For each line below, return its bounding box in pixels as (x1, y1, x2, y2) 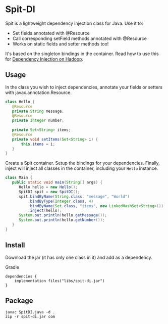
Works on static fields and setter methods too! (12, 40, 109, 47)
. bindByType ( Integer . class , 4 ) (27, 199, 94, 204)
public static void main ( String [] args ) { (12, 180, 102, 185)
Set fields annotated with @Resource (12, 30, 90, 36)
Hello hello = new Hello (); (18, 184, 78, 190)
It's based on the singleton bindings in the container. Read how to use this (5, 51, 159, 57)
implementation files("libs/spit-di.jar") (14, 278, 105, 284)
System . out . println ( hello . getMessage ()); (18, 213, 107, 218)
